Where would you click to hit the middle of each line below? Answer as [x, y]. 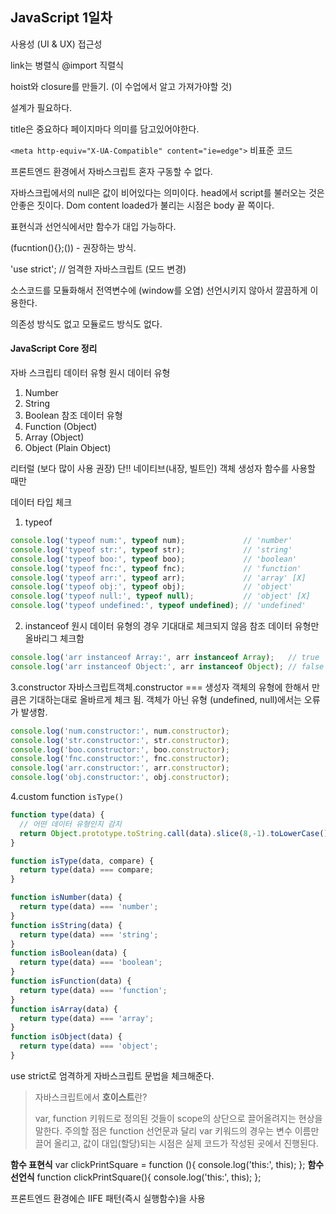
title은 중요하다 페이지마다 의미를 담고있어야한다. [105, 129]
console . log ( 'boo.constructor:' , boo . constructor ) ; [120, 749]
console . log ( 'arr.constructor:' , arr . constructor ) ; [120, 768]
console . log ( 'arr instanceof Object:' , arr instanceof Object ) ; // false [167, 666]
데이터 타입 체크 [41, 502]
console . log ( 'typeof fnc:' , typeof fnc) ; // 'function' [156, 568]
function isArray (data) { [64, 1009]
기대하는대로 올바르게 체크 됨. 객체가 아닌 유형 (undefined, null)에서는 [165, 699]
